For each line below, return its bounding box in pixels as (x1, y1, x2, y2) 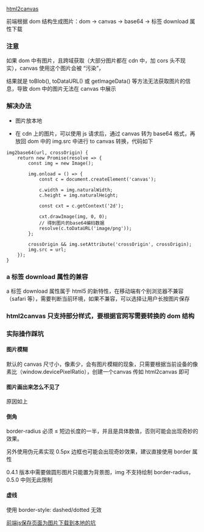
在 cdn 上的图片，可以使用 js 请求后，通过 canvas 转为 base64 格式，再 (15, 130, 195, 137)
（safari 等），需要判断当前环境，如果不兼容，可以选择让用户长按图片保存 (6, 295, 190, 302)
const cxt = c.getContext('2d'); (38, 203, 124, 209)
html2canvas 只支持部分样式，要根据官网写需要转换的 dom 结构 (6, 312, 195, 320)
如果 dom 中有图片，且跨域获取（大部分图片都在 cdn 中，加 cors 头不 (6, 57, 181, 65)
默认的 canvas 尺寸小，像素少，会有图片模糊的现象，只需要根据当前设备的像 (6, 360, 198, 368)
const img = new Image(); (28, 160, 94, 166)
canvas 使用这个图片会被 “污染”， (19, 65, 105, 72)
